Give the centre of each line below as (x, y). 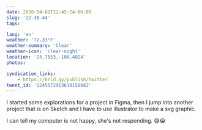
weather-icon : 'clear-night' (43, 52)
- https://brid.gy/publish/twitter (63, 79)
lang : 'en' (20, 34)
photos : (16, 63)
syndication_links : (31, 74)
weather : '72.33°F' (31, 40)
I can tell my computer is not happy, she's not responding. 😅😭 (86, 121)
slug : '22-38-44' (28, 18)
